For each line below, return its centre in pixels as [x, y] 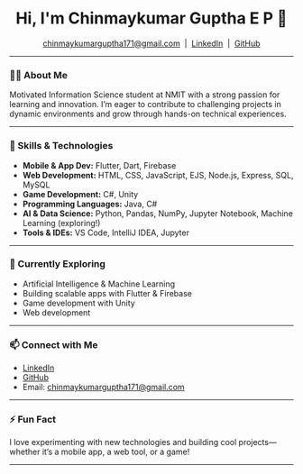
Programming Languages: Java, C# [90, 204]
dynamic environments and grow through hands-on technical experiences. [148, 114]
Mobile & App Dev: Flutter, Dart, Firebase [99, 165]
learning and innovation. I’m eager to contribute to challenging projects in [145, 105]
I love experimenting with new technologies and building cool [123, 442]
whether [25, 452]
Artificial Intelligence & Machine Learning [99, 284]
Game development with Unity [78, 303]
